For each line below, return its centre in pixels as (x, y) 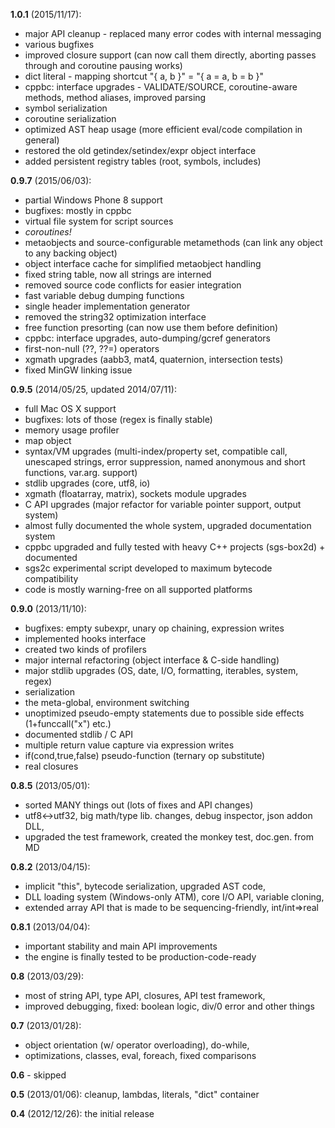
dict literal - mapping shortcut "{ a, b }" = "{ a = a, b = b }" (144, 76)
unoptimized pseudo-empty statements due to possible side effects (164, 713)
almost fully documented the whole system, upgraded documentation (168, 525)
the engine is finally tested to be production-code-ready (140, 957)
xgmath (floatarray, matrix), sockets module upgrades (135, 493)
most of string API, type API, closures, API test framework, (145, 995)
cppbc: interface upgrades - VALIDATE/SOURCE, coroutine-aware (161, 87)
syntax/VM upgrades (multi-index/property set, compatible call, (156, 451)
